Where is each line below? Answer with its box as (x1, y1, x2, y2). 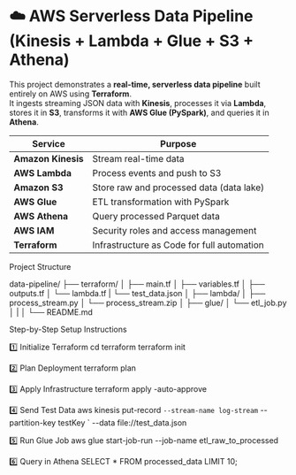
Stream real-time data (92, 152, 185, 165)
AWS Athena (13, 210, 69, 222)
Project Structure (9, 261, 72, 272)
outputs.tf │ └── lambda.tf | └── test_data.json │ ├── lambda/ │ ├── (9, 287, 266, 298)
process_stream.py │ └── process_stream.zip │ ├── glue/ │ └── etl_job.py (9, 297, 287, 308)
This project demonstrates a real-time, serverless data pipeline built (9, 79, 261, 89)
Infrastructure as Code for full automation (92, 239, 265, 251)
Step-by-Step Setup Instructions (9, 324, 127, 334)
